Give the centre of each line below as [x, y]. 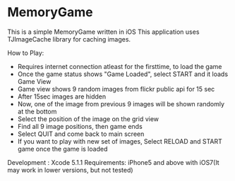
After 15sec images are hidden [62, 96]
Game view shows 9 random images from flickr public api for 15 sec [116, 89]
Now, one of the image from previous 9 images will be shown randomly [121, 104]
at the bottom [37, 111]
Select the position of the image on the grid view [88, 119]
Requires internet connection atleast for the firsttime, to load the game [120, 66]
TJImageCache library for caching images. [69, 39]
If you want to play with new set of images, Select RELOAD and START [120, 141]
